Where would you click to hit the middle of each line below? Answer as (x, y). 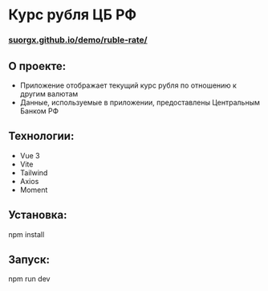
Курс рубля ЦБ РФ (73, 15)
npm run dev (29, 279)
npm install (26, 234)
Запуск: (29, 259)
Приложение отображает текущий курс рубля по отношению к (128, 85)
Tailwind (34, 172)
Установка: (38, 215)
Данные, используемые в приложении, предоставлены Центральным (140, 102)
